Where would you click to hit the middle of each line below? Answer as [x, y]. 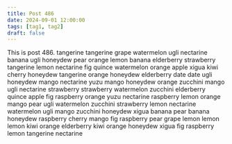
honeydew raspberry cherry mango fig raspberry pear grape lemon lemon [114, 119]
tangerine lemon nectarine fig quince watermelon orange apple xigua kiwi [113, 67]
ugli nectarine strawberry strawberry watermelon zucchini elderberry [107, 89]
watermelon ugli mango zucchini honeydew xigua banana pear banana [108, 111]
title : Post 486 [31, 13]
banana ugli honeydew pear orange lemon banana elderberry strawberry [111, 60]
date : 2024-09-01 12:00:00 [46, 20]
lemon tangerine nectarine [45, 134]
